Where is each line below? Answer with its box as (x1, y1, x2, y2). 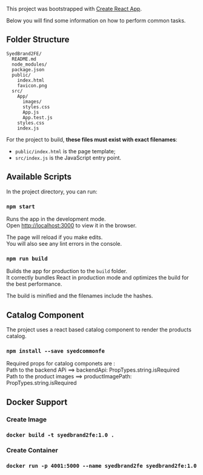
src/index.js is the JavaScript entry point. (15, 154, 122, 161)
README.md (12, 56, 36, 62)
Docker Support (6, 397, 68, 407)
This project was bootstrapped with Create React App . (6, 5, 142, 12)
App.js (22, 109, 39, 115)
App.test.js (22, 114, 53, 120)
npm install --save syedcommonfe (6, 347, 105, 355)
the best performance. (6, 280, 62, 288)
